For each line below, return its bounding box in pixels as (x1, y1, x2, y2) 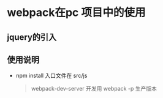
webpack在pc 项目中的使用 (7, 6, 146, 20)
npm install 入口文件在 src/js (15, 72, 88, 80)
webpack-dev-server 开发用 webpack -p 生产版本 (31, 85, 157, 92)
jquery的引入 (7, 32, 57, 42)
